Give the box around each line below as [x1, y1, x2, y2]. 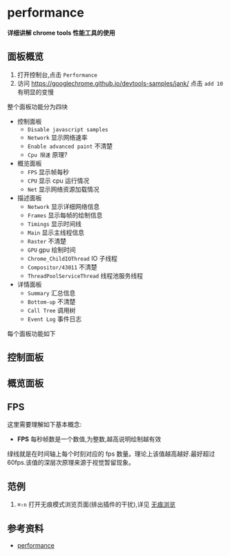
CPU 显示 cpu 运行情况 [27, 176, 90, 185]
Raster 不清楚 [27, 237, 67, 245]
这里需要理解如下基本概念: [7, 420, 82, 429]
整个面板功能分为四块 [7, 102, 68, 111]
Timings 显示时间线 [27, 219, 82, 228]
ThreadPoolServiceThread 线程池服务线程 [27, 271, 144, 279]
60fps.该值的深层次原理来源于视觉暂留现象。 [7, 458, 135, 467]
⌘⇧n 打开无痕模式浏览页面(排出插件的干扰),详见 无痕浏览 [17, 500, 176, 509]
